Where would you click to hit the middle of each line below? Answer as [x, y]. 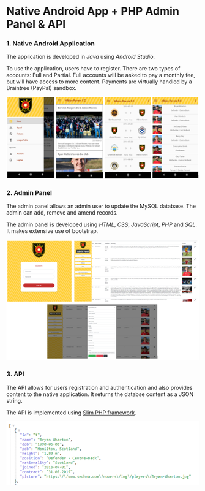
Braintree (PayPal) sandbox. [42, 88]
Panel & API [36, 24]
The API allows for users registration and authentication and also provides [99, 387]
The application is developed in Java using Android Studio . [80, 57]
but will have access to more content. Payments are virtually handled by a [99, 82]
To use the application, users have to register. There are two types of [93, 69]
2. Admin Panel [29, 193]
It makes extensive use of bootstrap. [52, 231]
